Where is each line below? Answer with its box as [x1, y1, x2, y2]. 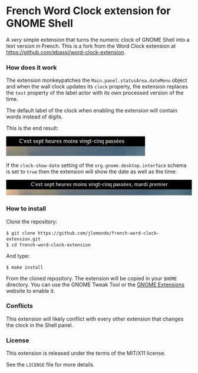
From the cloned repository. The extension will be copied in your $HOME [6, 275, 177, 282]
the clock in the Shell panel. [6, 321, 74, 328]
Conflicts [6, 302, 34, 310]
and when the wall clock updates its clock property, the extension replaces [6, 83, 189, 90]
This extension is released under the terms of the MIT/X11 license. [6, 349, 166, 357]
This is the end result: [6, 125, 59, 132]
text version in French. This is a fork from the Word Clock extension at [6, 42, 176, 49]
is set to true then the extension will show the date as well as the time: [6, 168, 177, 175]
